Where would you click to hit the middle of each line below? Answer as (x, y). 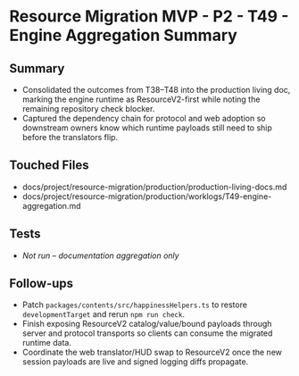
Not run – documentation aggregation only (101, 255)
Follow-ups (42, 284)
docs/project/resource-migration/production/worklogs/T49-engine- (147, 196)
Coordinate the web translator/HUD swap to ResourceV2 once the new (152, 352)
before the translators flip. (70, 137)
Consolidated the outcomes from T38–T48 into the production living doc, (156, 90)
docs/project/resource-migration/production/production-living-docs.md (154, 187)
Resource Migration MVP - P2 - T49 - (149, 17)
